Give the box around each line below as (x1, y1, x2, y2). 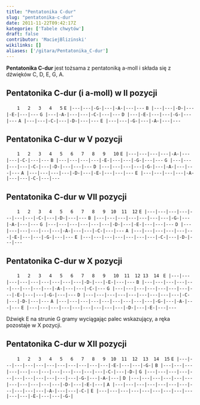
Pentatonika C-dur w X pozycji (6, 256, 123, 266)
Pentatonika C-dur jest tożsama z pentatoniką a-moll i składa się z (6, 64, 171, 71)
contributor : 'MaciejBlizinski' (6, 37, 87, 43)
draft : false (6, 31, 39, 37)
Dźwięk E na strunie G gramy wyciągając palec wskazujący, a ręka (6, 316, 171, 322)
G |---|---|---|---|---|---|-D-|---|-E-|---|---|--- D (40, 221, 178, 228)
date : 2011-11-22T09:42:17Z (6, 20, 77, 26)
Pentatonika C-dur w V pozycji (6, 134, 123, 144)
